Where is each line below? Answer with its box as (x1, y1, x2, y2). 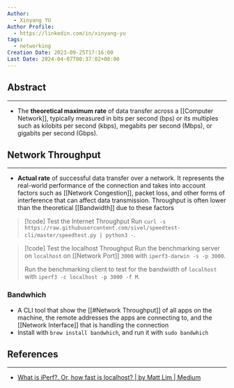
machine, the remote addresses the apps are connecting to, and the (17, 313, 212, 322)
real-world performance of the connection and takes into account (17, 181, 206, 190)
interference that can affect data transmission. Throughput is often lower (17, 196, 226, 204)
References (7, 348, 58, 360)
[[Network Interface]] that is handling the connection (17, 320, 169, 329)
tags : (7, 36, 23, 43)
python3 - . (105, 231, 136, 239)
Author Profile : (7, 23, 54, 30)
